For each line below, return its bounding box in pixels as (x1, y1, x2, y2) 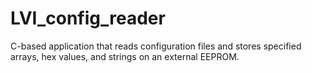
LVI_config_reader (10, 7, 166, 30)
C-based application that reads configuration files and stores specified (10, 40, 302, 52)
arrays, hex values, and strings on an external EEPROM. (10, 50, 240, 62)
